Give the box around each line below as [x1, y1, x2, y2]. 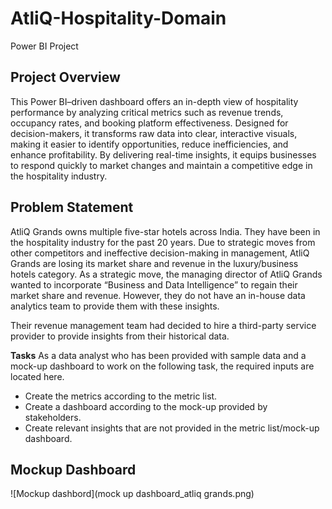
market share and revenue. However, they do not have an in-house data [10, 289, 306, 301]
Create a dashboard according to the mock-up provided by [24, 400, 268, 412]
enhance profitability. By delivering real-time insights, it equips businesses [10, 148, 317, 161]
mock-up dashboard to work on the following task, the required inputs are [10, 360, 315, 372]
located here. [10, 370, 65, 382]
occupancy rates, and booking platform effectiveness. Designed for [10, 117, 289, 129]
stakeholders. [24, 411, 82, 423]
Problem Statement [10, 199, 134, 216]
